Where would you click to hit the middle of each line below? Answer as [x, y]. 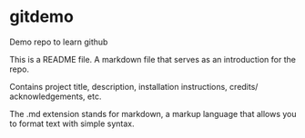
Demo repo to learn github [59, 42]
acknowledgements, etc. [56, 96]
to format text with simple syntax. [72, 123]
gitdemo [42, 17]
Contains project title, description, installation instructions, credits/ [134, 86]
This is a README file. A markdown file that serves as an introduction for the [152, 59]
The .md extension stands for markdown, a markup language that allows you [153, 113]
